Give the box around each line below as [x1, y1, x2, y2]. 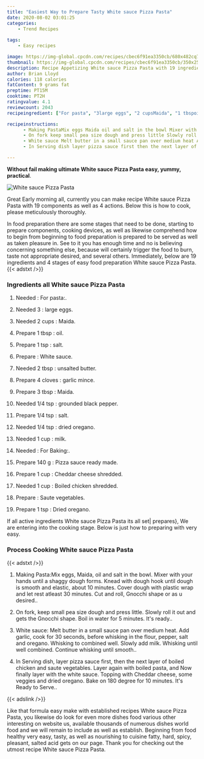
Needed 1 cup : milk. [15, 435, 67, 443]
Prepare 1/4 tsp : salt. [15, 412, 69, 419]
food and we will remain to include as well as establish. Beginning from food [7, 726, 196, 734]
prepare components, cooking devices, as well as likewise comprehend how [7, 226, 197, 234]
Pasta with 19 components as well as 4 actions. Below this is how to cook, [7, 201, 191, 209]
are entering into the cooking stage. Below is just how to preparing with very [7, 524, 197, 531]
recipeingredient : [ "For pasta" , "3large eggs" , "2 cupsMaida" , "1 [7, 110, 181, 116]
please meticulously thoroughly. [7, 208, 87, 215]
